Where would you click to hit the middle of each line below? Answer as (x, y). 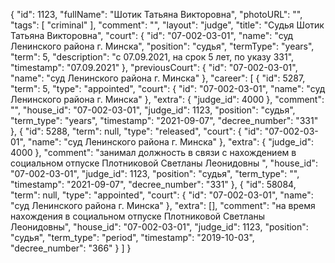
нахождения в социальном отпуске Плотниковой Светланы (138, 216)
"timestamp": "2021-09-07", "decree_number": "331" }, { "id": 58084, (153, 184)
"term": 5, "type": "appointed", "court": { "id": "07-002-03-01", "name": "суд (168, 88)
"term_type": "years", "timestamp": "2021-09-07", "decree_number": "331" (164, 120)
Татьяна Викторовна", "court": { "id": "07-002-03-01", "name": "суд (152, 35)
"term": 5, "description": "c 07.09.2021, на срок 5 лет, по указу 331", (152, 57)
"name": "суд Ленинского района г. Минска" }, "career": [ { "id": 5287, (158, 78)
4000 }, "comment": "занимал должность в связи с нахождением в (153, 152)
